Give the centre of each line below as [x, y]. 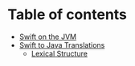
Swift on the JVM [48, 37]
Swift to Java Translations [62, 45]
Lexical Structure [59, 53]
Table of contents [67, 15]
